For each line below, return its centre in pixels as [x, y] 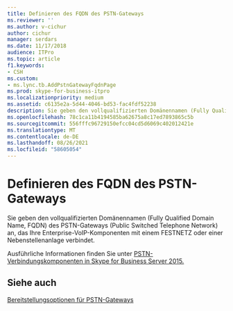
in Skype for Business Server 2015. [134, 261]
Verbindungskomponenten [45, 261]
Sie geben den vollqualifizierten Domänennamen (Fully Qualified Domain [111, 218]
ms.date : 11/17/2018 [37, 46]
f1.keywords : [26, 65]
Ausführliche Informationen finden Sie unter [70, 253]
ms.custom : [23, 78]
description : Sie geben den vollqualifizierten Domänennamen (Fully [108, 111]
